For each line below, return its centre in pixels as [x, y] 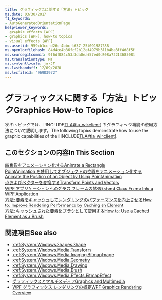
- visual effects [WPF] [29, 41]
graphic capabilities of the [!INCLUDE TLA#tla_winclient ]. [61, 136]
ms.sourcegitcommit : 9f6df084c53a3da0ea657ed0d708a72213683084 [70, 55]
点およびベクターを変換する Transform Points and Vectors [62, 182]
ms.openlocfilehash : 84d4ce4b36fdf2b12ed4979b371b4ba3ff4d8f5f [70, 50]
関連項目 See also [31, 233]
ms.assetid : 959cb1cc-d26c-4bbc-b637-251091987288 [57, 46]
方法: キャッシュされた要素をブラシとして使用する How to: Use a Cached [77, 211]
